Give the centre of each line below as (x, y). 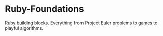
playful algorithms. (24, 28)
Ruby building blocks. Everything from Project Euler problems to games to (81, 23)
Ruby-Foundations (44, 9)
